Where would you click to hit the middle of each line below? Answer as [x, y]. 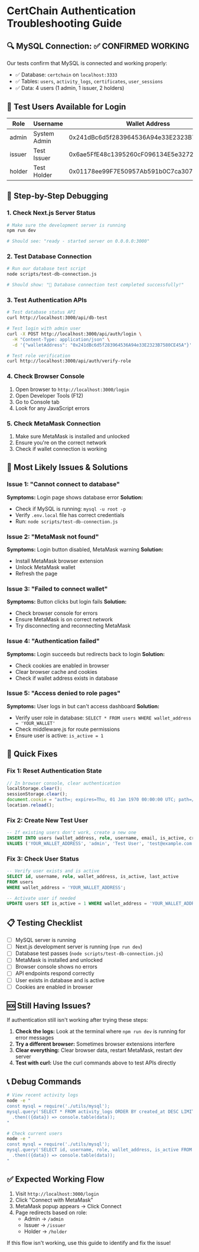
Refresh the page [36, 573]
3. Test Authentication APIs [47, 300]
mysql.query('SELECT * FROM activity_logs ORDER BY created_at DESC [93, 1111]
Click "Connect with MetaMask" [54, 1200]
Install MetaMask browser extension [59, 561]
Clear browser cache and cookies [56, 672]
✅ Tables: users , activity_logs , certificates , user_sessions [89, 81]
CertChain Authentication [71, 11]
